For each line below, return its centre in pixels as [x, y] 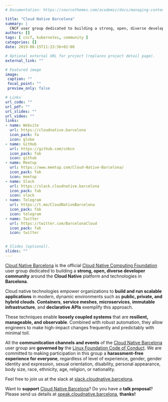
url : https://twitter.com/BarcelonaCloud [53, 223]
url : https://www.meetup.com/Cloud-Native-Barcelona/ [67, 168]
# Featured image [23, 70]
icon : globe [22, 139]
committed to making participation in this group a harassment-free [74, 353]
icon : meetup [23, 177]
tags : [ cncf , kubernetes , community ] [47, 38]
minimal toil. [17, 333]
